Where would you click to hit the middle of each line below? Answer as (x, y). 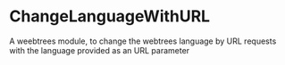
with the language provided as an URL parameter (100, 50)
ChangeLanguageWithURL (110, 16)
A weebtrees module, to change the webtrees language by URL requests (143, 41)
